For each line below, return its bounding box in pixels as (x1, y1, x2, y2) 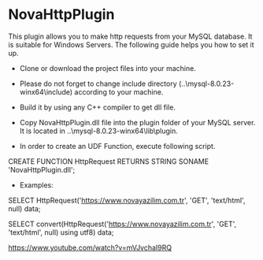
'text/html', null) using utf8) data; (8, 227, 114, 237)
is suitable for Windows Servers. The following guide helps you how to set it (8, 39, 254, 49)
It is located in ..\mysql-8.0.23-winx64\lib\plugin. (19, 126, 179, 136)
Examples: (19, 180, 54, 190)
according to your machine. (74, 87, 164, 96)
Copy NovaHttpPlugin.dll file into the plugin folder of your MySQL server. (19, 117, 256, 127)
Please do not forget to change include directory (19, 79, 177, 88)
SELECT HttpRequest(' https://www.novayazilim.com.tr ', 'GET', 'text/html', (8, 195, 246, 205)
